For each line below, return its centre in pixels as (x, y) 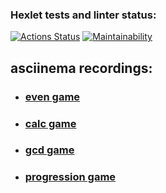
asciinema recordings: (81, 68)
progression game (70, 177)
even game (52, 96)
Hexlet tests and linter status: (83, 15)
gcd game (49, 150)
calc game (50, 123)
